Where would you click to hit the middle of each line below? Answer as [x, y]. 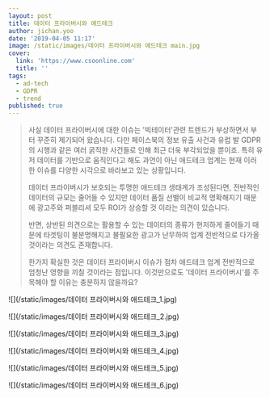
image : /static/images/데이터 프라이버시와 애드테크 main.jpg [104, 46]
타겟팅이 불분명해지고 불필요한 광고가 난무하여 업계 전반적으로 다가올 [152, 235]
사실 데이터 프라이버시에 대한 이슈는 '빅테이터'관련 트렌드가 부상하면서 [138, 130]
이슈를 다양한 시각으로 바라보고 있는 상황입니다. [111, 170]
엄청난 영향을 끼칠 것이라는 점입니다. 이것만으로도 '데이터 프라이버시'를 [139, 272]
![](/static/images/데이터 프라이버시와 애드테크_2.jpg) [94, 316]
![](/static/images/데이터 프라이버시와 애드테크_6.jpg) [94, 385]
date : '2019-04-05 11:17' [52, 38]
